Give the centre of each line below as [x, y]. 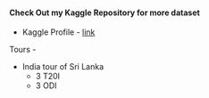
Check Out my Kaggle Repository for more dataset [105, 12]
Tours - [23, 50]
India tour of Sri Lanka [63, 67]
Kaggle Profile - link [59, 32]
